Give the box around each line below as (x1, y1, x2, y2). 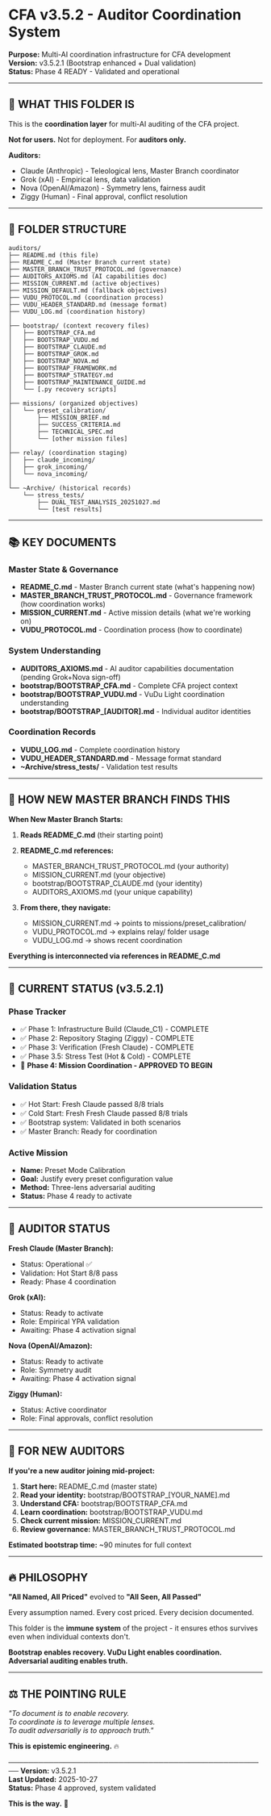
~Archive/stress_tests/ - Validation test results (19, 762, 178, 771)
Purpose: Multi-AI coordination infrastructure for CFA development (8, 49, 231, 59)
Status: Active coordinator (19, 1405, 107, 1414)
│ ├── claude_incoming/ (8, 456, 95, 464)
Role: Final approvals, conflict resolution (19, 1413, 153, 1423)
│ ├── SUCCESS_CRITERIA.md (8, 420, 121, 428)
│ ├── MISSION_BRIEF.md (8, 413, 110, 421)
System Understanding (8, 645, 102, 657)
